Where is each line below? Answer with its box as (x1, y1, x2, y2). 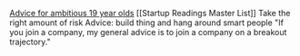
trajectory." (9, 36, 52, 47)
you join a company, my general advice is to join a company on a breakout (9, 27, 287, 37)
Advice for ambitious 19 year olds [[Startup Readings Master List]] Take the (9, 8, 291, 18)
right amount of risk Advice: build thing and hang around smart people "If (9, 17, 285, 28)
